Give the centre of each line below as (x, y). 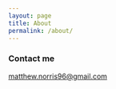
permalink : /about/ (41, 30)
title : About (30, 23)
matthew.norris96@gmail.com (58, 76)
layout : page (30, 16)
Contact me (32, 59)
